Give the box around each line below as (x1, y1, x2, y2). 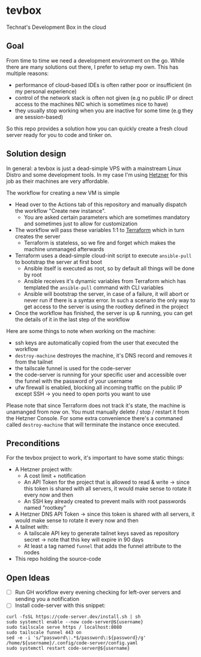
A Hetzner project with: (14, 466, 73, 473)
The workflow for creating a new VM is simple (6, 189, 120, 196)
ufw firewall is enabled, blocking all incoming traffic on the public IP (14, 384, 182, 391)
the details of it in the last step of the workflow (14, 316, 130, 323)
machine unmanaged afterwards (23, 245, 104, 252)
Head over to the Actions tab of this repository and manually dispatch (14, 201, 187, 208)
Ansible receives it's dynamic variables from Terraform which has (23, 277, 186, 284)
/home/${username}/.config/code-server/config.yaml (6, 640, 138, 646)
